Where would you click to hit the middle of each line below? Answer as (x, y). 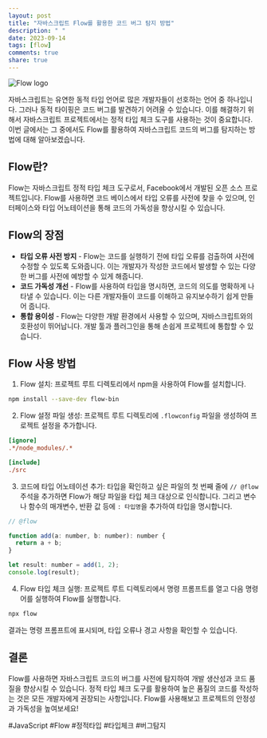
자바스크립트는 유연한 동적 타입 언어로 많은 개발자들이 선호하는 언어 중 (117, 99)
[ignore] (23, 441)
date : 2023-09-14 (37, 38)
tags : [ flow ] (30, 46)
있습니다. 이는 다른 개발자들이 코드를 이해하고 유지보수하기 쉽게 (141, 296)
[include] (25, 462)
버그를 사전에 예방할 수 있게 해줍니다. (86, 276)
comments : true (33, 53)
